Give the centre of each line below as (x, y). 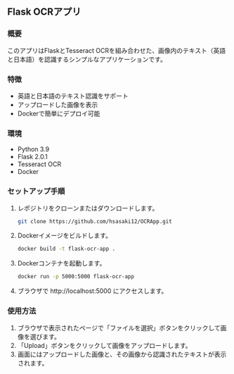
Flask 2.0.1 (32, 157)
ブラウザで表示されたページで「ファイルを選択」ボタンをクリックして (119, 328)
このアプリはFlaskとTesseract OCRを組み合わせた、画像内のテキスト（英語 (117, 50)
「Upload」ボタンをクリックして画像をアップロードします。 (104, 345)
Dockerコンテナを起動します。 (61, 263)
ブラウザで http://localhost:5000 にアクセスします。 (92, 291)
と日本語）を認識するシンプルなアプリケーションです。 (87, 59)
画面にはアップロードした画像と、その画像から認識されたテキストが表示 (122, 354)
